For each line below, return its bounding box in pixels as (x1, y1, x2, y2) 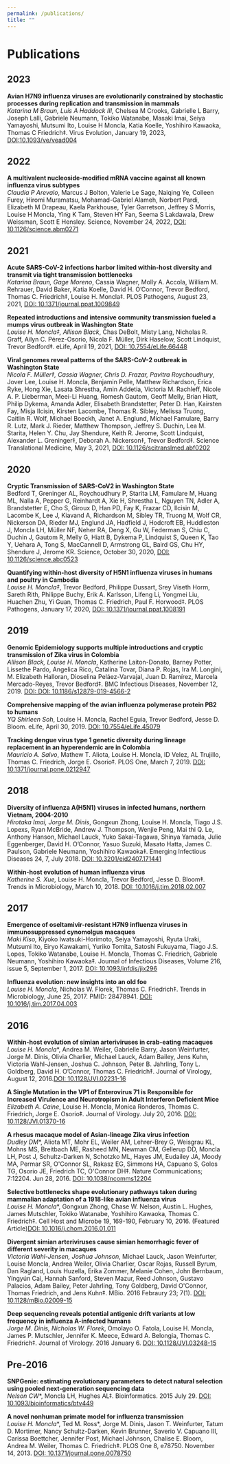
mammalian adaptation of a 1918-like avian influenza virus (7, 1195, 176, 1204)
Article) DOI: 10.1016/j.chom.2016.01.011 (7, 1224, 116, 1233)
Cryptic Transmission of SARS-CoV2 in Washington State (7, 481, 174, 490)
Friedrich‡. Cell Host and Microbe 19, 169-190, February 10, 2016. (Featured (7, 1217, 220, 1226)
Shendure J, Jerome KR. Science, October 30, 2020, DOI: (7, 547, 170, 556)
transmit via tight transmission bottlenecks (7, 271, 133, 279)
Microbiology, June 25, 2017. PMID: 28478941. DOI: (7, 992, 152, 1001)
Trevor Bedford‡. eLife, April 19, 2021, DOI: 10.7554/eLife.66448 (7, 342, 187, 351)
